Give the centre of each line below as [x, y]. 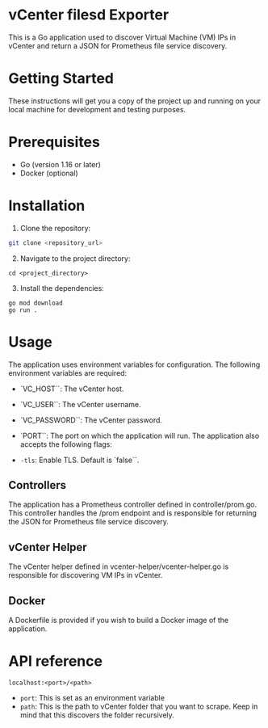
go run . [23, 310]
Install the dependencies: [62, 288]
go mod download [36, 303]
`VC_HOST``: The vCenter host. [72, 389]
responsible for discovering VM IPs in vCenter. [86, 575]
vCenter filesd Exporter [89, 15]
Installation [47, 206]
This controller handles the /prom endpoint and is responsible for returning [132, 513]
